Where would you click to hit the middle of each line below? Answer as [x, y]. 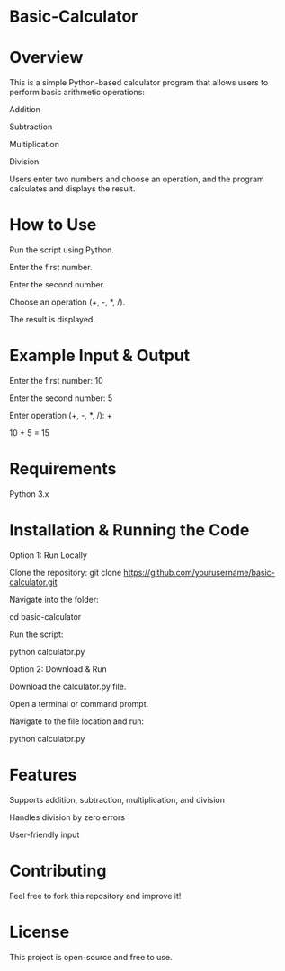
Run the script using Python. [62, 250]
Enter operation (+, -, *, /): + [61, 415]
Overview [46, 58]
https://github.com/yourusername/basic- [200, 572]
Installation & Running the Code [129, 530]
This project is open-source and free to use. [91, 957]
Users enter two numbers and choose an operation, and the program [137, 179]
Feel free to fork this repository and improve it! [95, 896]
